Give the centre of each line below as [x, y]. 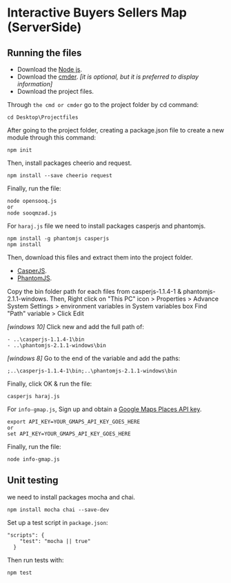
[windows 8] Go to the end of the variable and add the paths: [94, 358]
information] [35, 84]
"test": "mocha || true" [55, 541]
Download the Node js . [50, 69]
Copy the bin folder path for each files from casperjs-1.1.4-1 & [94, 291]
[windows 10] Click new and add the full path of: [76, 327]
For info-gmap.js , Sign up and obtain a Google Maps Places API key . [104, 409]
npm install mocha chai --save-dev [58, 510]
